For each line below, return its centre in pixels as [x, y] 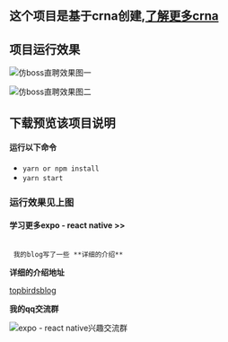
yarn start [43, 178]
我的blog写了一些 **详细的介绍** [68, 254]
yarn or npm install [61, 169]
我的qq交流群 [34, 309]
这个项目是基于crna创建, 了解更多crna [114, 16]
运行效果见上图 [42, 202]
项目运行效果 [45, 49]
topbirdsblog [33, 290]
